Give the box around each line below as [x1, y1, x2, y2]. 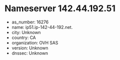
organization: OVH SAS [11, 40, 59, 45]
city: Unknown [11, 29, 41, 35]
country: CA [11, 35, 36, 40]
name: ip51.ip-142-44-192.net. [11, 24, 73, 30]
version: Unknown [11, 45, 48, 51]
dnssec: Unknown [11, 50, 48, 56]
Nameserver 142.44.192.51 [4, 3, 116, 14]
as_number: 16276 [11, 19, 49, 25]
